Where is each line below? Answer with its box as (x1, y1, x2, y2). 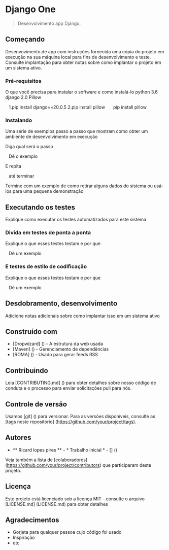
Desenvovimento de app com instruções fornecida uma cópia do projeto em (5, 48, 164, 54)
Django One (5, 4, 56, 15)
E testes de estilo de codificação (5, 263, 87, 270)
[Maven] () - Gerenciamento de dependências (12, 346, 109, 352)
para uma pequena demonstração (12, 188, 84, 194)
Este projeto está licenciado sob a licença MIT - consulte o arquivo (5, 496, 145, 502)
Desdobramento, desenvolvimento (5, 299, 118, 308)
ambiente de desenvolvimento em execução (5, 133, 98, 140)
